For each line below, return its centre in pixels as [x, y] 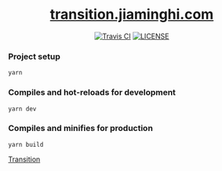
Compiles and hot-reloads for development [92, 93]
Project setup [34, 56]
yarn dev [22, 109]
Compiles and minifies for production [80, 129]
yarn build [26, 144]
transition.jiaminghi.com [132, 15]
